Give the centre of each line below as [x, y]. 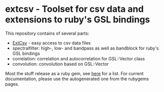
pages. [12, 84]
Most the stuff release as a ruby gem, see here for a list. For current [75, 73]
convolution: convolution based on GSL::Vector [61, 64]
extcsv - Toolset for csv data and [75, 9]
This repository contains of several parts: [47, 33]
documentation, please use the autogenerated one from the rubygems [77, 79]
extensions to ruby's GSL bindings [78, 20]
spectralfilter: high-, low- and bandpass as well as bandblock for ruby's [85, 48]
